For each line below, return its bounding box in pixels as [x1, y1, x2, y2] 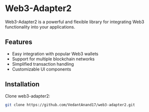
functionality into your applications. [5, 24, 75, 29]
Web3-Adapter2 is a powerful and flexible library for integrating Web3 [5, 19, 144, 25]
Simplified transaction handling [12, 61, 74, 67]
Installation [5, 80, 40, 88]
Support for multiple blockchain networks [12, 56, 95, 62]
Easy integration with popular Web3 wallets [12, 51, 99, 56]
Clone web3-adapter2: [5, 93, 50, 99]
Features [5, 38, 32, 46]
